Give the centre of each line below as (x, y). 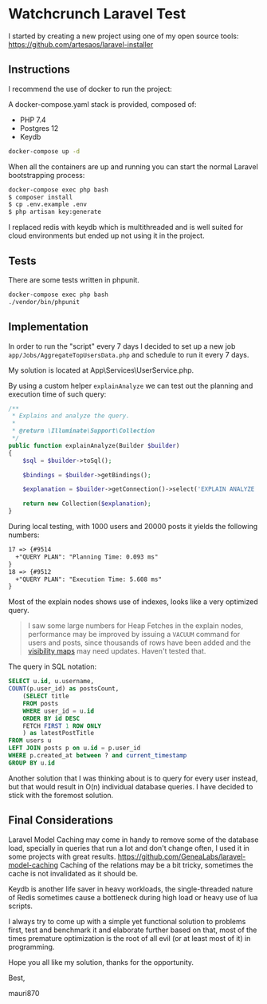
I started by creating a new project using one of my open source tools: (124, 36)
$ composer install (41, 197)
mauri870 (24, 993)
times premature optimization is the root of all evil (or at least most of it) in (130, 938)
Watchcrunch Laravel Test (97, 14)
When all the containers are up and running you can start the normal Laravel (133, 166)
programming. (31, 947)
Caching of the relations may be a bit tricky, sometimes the (156, 865)
